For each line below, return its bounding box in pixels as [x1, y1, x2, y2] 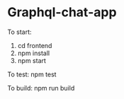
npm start [17, 56, 46, 64]
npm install [17, 49, 50, 57]
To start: [7, 28, 32, 36]
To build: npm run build [7, 83, 75, 92]
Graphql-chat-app [7, 4, 117, 21]
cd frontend [17, 41, 52, 49]
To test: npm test [7, 70, 57, 78]
